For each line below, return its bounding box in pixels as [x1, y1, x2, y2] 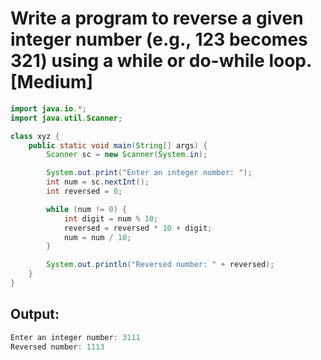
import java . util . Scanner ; [10, 113, 123, 123]
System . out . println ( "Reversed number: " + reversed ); [46, 260, 275, 270]
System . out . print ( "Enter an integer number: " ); [46, 168, 253, 178]
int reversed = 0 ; [46, 187, 123, 197]
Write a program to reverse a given [10, 7, 304, 30]
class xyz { [10, 131, 60, 141]
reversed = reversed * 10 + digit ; [63, 223, 213, 233]
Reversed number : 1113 [10, 342, 105, 352]
